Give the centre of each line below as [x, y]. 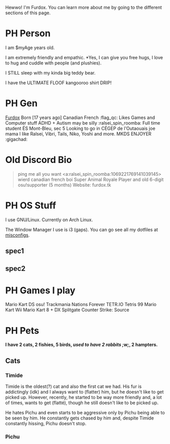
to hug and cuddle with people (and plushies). [53, 63]
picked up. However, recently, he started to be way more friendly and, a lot [83, 398]
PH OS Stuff [31, 205]
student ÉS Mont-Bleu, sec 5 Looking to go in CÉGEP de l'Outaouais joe [80, 128]
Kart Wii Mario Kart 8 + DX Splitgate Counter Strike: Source [67, 310]
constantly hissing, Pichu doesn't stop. [46, 424]
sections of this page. [28, 13]
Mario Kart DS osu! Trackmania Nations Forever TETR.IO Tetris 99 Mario [81, 305]
